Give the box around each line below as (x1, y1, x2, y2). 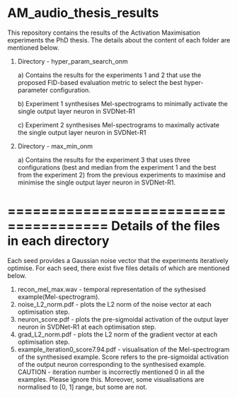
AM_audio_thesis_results (7, 5, 159, 21)
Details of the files (110, 218, 221, 234)
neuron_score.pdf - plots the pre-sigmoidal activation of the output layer (17, 315, 229, 323)
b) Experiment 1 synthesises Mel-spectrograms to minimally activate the (17, 99, 228, 107)
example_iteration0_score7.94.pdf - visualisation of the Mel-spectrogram (17, 345, 230, 353)
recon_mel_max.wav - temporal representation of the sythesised (17, 285, 207, 293)
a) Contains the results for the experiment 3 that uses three (17, 156, 191, 164)
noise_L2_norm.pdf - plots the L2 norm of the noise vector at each (17, 300, 212, 308)
